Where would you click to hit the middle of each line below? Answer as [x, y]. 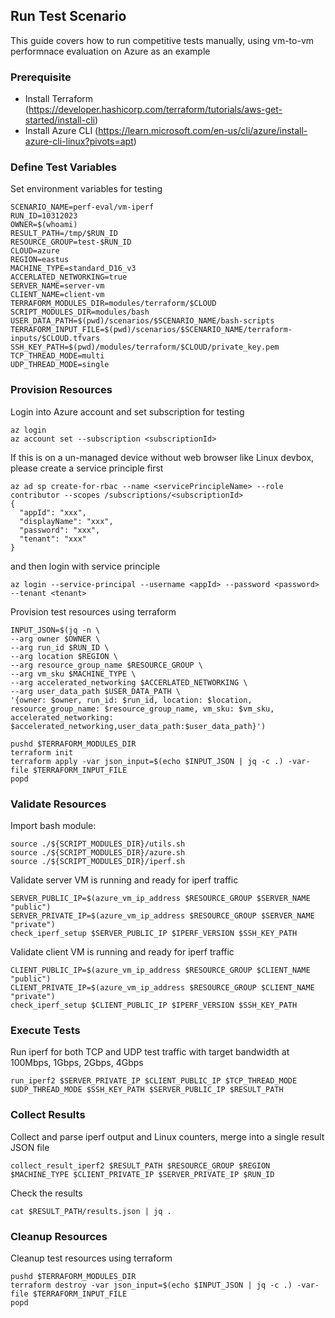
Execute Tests [45, 1030]
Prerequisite [41, 77]
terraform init [42, 752]
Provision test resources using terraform [93, 611]
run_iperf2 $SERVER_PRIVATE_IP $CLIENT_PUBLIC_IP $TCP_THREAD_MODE [154, 1081]
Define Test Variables [63, 167]
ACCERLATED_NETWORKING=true [69, 277]
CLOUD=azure [35, 251]
